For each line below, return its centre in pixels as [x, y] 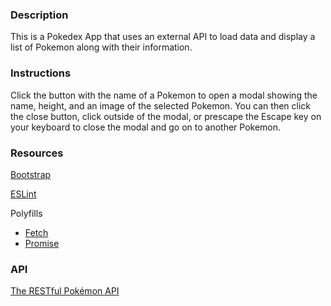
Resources [37, 153]
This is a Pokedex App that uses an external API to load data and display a [163, 37]
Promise [42, 243]
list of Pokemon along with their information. [101, 47]
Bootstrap [31, 174]
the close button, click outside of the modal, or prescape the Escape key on [166, 116]
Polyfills [26, 213]
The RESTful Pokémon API [65, 291]
